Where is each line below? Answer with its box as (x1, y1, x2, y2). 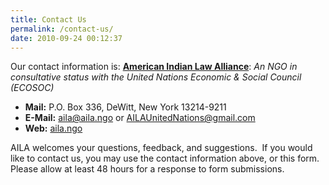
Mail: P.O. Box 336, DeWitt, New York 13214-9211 (24, 101, 227, 113)
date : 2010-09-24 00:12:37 (10, 33, 123, 43)
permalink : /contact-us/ (10, 24, 114, 34)
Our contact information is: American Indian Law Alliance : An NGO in (10, 61, 298, 73)
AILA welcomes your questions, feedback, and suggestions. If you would (10, 142, 313, 154)
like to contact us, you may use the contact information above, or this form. (10, 152, 320, 165)
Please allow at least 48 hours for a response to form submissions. (10, 163, 285, 175)
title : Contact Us (10, 14, 87, 25)
